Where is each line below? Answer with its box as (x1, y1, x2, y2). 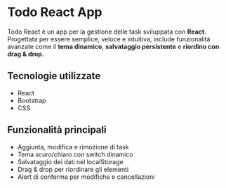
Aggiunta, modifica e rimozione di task (17, 142, 129, 151)
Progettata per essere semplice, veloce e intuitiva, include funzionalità (7, 34, 211, 43)
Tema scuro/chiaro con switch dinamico (17, 150, 133, 159)
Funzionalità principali (7, 124, 107, 136)
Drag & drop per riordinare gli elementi (17, 165, 129, 173)
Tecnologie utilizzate (7, 70, 101, 82)
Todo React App (7, 4, 102, 20)
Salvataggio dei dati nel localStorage (17, 157, 124, 166)
